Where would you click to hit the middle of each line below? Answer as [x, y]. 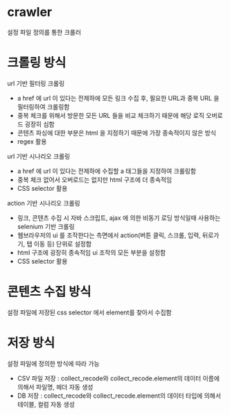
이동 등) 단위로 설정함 [63, 244]
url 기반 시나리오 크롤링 [39, 156]
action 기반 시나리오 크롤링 [44, 203]
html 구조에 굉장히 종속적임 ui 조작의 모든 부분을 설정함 [91, 252]
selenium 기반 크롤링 [46, 226]
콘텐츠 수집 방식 [49, 292]
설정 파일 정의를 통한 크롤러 [44, 32]
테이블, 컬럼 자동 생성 [46, 404]
